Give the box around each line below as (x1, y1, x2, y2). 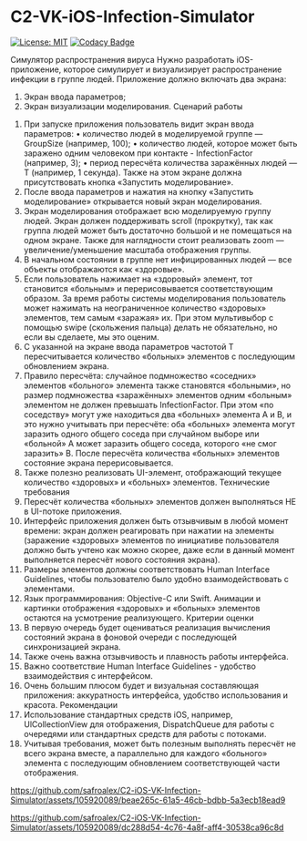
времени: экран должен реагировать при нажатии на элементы (23, 525, 274, 536)
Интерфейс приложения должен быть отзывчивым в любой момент (23, 515, 290, 526)
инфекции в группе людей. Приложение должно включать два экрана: (10, 73, 287, 84)
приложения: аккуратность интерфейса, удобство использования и (23, 690, 288, 701)
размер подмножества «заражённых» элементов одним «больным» (23, 389, 292, 400)
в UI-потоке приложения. (23, 506, 122, 517)
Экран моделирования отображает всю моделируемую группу (23, 205, 271, 216)
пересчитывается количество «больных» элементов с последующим (23, 351, 295, 362)
